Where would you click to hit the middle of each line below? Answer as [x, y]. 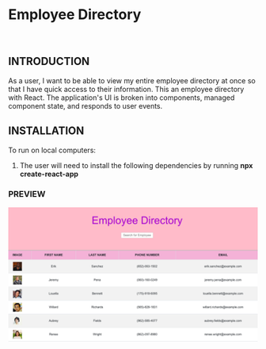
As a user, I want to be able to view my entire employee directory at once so [132, 80]
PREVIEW [27, 194]
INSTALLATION [46, 131]
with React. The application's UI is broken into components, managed [122, 98]
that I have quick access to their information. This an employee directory [126, 89]
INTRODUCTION [49, 61]
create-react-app [49, 174]
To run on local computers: [52, 150]
